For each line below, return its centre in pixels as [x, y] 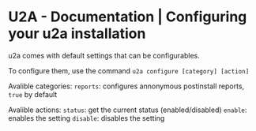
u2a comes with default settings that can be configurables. [104, 55]
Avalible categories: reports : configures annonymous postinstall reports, [126, 86]
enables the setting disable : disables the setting [87, 118]
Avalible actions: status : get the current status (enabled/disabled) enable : [128, 110]
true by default [33, 94]
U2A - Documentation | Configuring [128, 17]
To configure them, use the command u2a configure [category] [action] [129, 70]
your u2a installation [77, 34]
